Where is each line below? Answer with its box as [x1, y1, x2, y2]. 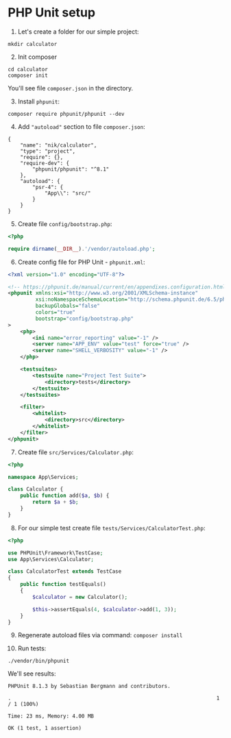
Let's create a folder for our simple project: [17, 27, 139, 36]
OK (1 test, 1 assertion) [8, 725, 82, 732]
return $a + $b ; [32, 499, 79, 506]
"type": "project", [20, 147, 76, 155]
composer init [8, 72, 49, 79]
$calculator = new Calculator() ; [32, 593, 128, 600]
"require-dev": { [20, 160, 70, 167]
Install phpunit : [17, 97, 60, 106]
